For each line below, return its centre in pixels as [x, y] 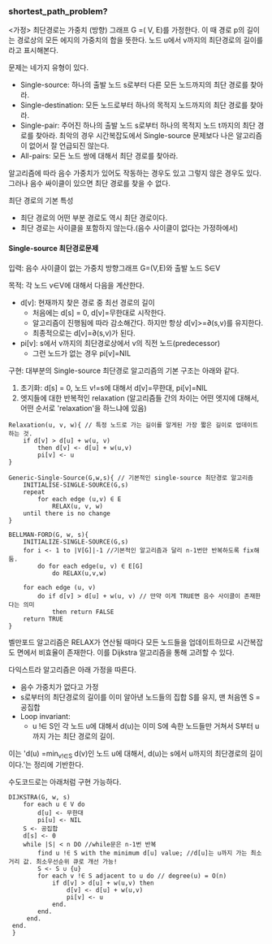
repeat [34, 492]
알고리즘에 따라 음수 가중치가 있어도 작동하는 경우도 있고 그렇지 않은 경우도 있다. [135, 173]
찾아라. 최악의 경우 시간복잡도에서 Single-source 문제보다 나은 [135, 136]
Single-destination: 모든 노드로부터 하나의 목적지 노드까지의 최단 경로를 [134, 105]
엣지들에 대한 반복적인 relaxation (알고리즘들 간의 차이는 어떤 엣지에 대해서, [140, 398]
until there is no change [67, 513]
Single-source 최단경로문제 [54, 248]
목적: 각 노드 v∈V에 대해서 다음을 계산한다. [76, 285]
